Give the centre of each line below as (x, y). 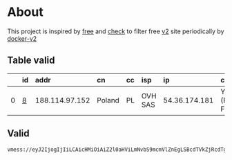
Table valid (31, 61)
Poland (108, 100)
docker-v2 (22, 38)
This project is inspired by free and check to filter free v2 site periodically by (116, 31)
